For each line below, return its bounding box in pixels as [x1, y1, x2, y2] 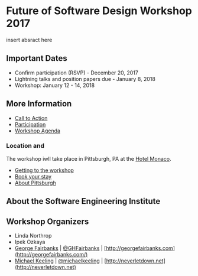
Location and [6, 142, 45, 150]
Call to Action [14, 114, 48, 122]
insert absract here [6, 36, 53, 43]
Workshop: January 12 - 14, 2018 [14, 82, 95, 89]
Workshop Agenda [14, 127, 61, 134]
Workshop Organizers [6, 216, 89, 226]
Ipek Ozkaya [14, 238, 46, 246]
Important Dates [6, 53, 67, 63]
